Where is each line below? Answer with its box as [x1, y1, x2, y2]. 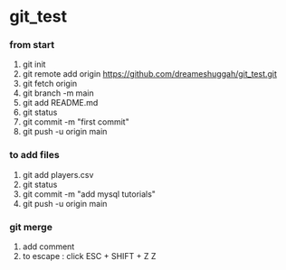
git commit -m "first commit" [22, 116, 129, 127]
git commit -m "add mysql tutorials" [22, 188, 157, 200]
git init [22, 59, 46, 70]
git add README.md [22, 98, 99, 108]
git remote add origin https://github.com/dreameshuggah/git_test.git [22, 69, 278, 79]
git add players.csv [22, 169, 94, 180]
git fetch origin [22, 79, 78, 89]
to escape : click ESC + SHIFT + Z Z [22, 251, 157, 262]
